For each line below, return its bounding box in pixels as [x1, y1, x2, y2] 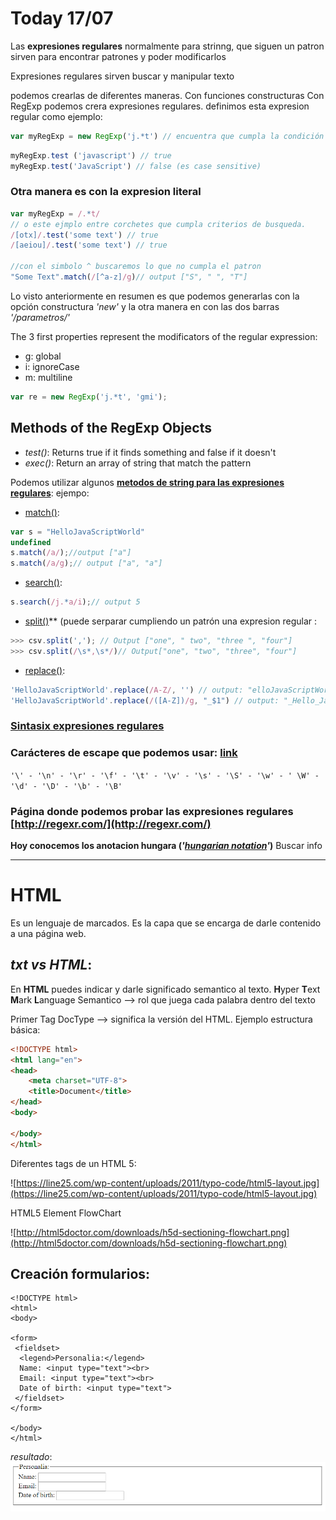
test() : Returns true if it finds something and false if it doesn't [24, 446, 277, 458]
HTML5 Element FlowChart [10, 1207, 122, 1219]
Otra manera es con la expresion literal [10, 185, 202, 199]
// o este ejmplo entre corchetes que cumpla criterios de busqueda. [10, 219, 307, 229]
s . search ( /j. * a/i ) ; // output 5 [10, 597, 141, 607]
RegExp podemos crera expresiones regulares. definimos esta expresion [10, 100, 310, 112]
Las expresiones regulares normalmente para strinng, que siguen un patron [10, 40, 325, 52]
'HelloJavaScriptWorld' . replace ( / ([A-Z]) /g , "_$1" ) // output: [10, 695, 280, 706]
